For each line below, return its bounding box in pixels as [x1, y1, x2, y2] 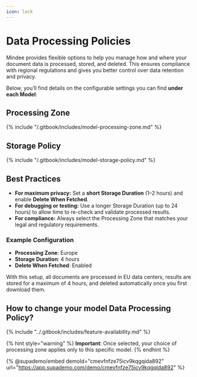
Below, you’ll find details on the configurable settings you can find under [6, 84, 183, 91]
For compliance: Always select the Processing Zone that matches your [14, 215, 188, 221]
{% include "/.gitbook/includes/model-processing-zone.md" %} [6, 123, 162, 131]
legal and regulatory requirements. [14, 221, 99, 228]
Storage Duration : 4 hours [14, 256, 80, 263]
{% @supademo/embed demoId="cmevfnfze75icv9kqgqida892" [6, 357, 164, 365]
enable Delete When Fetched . [14, 196, 89, 202]
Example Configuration [6, 236, 74, 244]
